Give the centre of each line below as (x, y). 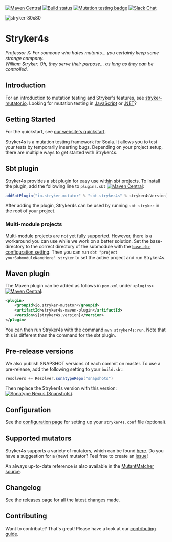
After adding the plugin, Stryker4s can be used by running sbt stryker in (82, 206)
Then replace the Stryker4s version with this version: (61, 388)
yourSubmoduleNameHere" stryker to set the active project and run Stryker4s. (85, 257)
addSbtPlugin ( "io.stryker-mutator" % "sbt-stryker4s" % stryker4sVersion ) (87, 196)
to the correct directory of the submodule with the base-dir (88, 246)
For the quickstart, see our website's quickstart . (56, 131)
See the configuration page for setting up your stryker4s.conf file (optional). (86, 422)
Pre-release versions (39, 351)
